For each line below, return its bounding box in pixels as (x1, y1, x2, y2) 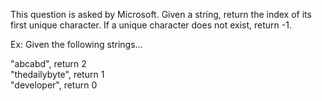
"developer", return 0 (10, 79, 98, 91)
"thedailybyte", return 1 (10, 69, 105, 80)
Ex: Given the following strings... (10, 39, 143, 50)
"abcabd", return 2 (10, 58, 87, 69)
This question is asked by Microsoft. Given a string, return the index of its (10, 9, 312, 20)
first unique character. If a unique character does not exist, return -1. (10, 19, 292, 31)
